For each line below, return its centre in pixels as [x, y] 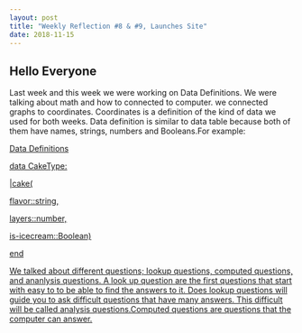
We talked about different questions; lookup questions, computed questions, [151, 271]
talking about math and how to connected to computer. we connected [139, 102]
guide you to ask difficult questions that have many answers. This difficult [146, 300]
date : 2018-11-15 [42, 34]
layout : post [34, 18]
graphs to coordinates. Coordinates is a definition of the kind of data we [143, 112]
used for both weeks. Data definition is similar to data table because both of [150, 122]
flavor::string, [34, 201]
